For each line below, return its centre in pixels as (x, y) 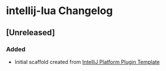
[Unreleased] (31, 33)
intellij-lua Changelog (59, 11)
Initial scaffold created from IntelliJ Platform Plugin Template (87, 62)
